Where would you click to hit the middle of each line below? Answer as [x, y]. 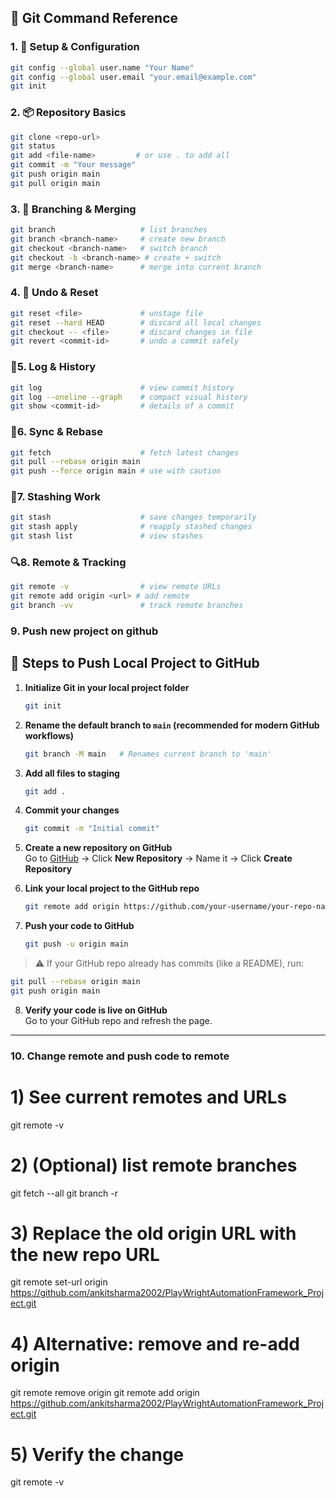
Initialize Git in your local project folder [107, 687]
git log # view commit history [122, 387]
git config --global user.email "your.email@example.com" [133, 77]
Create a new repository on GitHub [98, 848]
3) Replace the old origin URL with [153, 1233]
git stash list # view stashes [106, 536]
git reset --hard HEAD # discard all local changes [136, 322]
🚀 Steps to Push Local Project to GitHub [135, 663]
